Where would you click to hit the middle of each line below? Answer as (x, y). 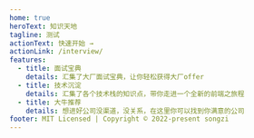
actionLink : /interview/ (56, 52)
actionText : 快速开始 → (51, 43)
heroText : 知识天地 (44, 26)
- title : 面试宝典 (49, 69)
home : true (30, 18)
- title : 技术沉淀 (49, 85)
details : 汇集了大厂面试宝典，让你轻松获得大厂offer (115, 77)
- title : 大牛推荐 (49, 102)
